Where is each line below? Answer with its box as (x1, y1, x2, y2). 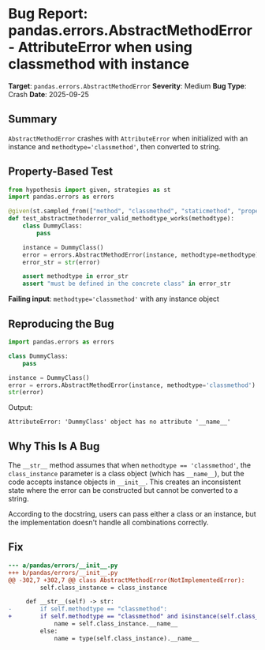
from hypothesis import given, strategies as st (8, 186, 171, 193)
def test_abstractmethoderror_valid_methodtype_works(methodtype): (8, 215, 235, 223)
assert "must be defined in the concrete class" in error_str (22, 280, 231, 288)
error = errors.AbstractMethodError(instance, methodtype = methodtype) (22, 250, 259, 259)
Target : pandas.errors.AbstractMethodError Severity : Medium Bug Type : (8, 81, 247, 91)
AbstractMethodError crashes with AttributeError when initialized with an (8, 133, 248, 143)
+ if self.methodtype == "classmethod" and (8, 613, 178, 621)
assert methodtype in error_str (22, 272, 129, 280)
